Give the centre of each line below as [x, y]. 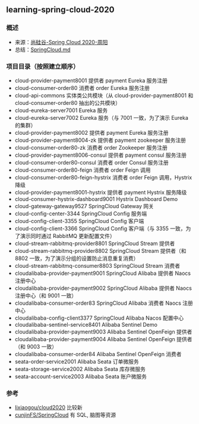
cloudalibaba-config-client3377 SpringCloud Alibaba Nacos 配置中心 [99, 318]
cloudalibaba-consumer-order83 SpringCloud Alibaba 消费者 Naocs [98, 303]
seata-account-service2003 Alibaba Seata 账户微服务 [81, 376]
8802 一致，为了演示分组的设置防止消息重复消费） [77, 258]
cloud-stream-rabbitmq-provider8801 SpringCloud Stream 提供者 [95, 243]
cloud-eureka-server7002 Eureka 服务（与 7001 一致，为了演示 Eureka [102, 117]
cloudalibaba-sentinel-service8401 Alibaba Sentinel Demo [86, 324]
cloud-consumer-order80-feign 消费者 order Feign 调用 [83, 170]
